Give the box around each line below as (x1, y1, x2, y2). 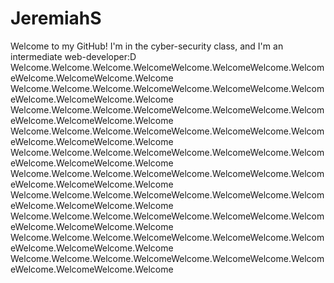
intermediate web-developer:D (10, 50, 137, 62)
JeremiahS (10, 7, 102, 30)
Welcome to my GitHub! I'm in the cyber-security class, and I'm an (10, 40, 284, 52)
